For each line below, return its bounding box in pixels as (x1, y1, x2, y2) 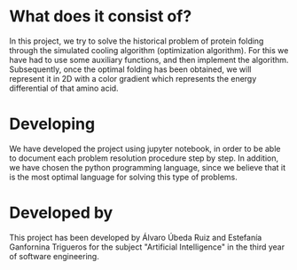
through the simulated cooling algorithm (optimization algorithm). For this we (9, 44, 289, 55)
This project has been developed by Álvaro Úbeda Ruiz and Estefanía (9, 232, 262, 242)
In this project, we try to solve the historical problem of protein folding (9, 36, 264, 46)
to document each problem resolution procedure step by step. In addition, (9, 153, 279, 163)
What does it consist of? (9, 6, 192, 27)
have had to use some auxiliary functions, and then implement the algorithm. (9, 54, 289, 65)
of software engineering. (9, 250, 99, 261)
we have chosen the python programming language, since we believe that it (9, 162, 286, 172)
